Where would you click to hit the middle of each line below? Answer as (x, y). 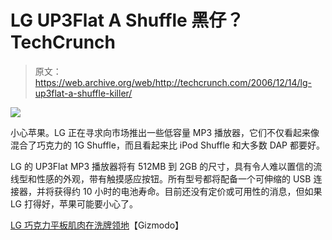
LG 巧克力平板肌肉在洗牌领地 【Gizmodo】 (97, 225)
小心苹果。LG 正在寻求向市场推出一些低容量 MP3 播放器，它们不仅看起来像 (165, 132)
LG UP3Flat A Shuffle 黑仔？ (127, 20)
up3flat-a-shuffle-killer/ (83, 93)
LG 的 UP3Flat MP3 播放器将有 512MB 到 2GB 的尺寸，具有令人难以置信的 (162, 166)
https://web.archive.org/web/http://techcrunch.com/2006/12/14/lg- (173, 82)
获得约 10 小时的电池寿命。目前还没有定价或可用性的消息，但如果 (188, 191)
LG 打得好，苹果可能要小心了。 (74, 203)
